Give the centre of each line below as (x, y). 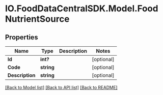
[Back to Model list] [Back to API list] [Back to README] (61, 87)
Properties (22, 37)
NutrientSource (37, 19)
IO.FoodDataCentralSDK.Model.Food (82, 9)
